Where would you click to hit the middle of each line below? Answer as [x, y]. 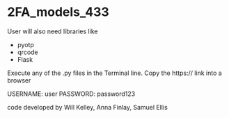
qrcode [27, 52]
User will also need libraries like [53, 31]
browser [19, 80]
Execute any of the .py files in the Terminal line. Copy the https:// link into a [115, 73]
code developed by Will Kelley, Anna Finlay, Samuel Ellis [88, 107]
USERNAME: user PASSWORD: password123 [71, 94]
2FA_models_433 [58, 12]
